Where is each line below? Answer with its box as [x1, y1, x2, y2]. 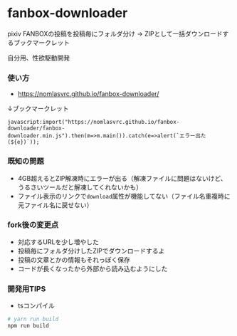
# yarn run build [7, 315, 59, 323]
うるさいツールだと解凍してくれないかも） [17, 183, 142, 191]
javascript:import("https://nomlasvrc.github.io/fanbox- [7, 119, 180, 126]
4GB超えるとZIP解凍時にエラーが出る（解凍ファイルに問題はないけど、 [17, 174, 227, 182]
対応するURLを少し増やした [17, 237, 100, 246]
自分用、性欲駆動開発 [7, 53, 70, 62]
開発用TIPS [7, 283, 46, 293]
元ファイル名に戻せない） [17, 201, 93, 209]
